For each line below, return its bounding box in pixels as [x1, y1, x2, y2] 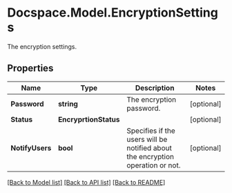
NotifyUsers [10, 143, 52, 153]
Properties [7, 62, 54, 74]
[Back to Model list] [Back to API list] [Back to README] [7, 178, 166, 186]
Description [135, 83, 175, 93]
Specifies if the [126, 126, 176, 136]
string [57, 99, 78, 109]
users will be [126, 134, 168, 144]
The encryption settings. [7, 42, 77, 50]
